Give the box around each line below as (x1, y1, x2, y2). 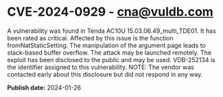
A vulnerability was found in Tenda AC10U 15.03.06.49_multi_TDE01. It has (7, 27, 216, 35)
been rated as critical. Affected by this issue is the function (7, 33, 174, 42)
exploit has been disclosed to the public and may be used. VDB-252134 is (7, 55, 216, 64)
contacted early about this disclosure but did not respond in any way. (7, 70, 203, 79)
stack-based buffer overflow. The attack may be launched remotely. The (7, 48, 211, 57)
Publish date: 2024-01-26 (7, 83, 81, 92)
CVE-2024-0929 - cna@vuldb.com (7, 4, 214, 20)
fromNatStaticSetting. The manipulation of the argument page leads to (7, 41, 206, 49)
